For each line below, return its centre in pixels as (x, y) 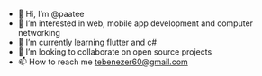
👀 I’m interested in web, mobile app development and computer (136, 23)
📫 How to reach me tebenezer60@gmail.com (103, 62)
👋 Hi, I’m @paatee (51, 14)
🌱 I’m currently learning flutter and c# (87, 42)
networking (39, 33)
